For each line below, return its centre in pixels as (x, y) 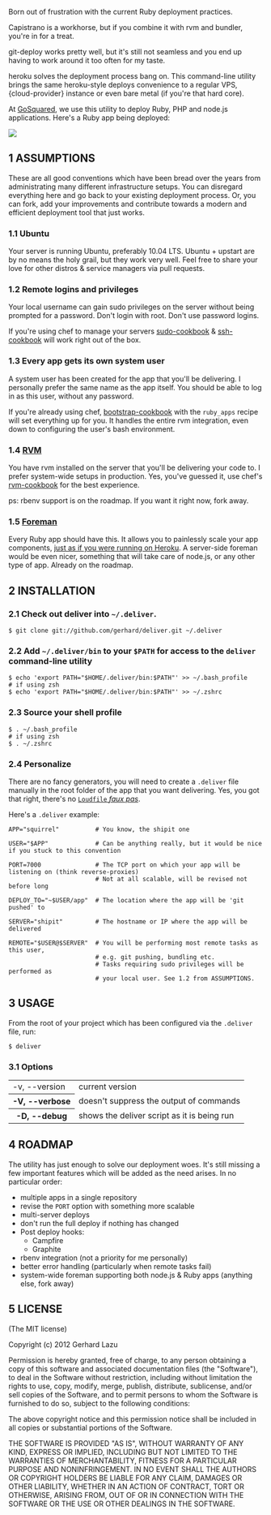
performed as (30, 971)
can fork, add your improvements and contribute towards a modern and (128, 204)
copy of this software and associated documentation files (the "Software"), (133, 1369)
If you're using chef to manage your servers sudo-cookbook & (112, 331)
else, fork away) (47, 1283)
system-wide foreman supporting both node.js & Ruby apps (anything (136, 1275)
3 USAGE (32, 1003)
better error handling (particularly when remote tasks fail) (116, 1266)
